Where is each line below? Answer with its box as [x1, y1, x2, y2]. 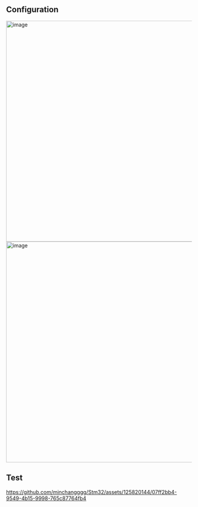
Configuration [6, 5, 59, 15]
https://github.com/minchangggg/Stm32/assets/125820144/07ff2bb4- [6, 488, 177, 495]
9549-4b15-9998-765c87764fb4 [6, 495, 87, 502]
